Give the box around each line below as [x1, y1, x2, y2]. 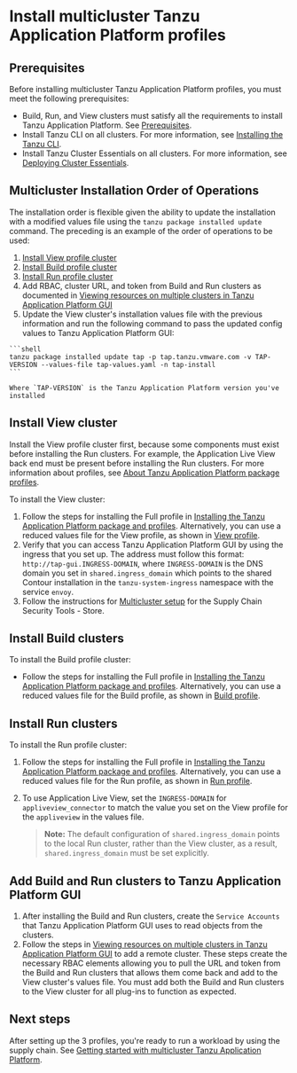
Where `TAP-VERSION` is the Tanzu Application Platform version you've [9, 383, 279, 392]
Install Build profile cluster [21, 262, 118, 272]
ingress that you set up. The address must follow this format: [21, 548, 245, 560]
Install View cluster [9, 415, 118, 431]
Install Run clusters [9, 716, 118, 731]
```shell [9, 344, 42, 354]
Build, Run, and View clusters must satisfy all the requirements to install [21, 111, 284, 121]
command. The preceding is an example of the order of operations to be [9, 225, 273, 236]
